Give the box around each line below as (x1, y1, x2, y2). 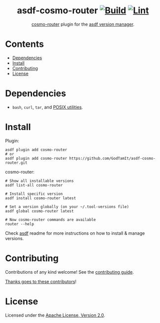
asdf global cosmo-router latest (5, 209, 74, 214)
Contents (5, 38, 44, 50)
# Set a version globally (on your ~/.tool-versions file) (5, 204, 129, 209)
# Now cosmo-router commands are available (5, 217, 96, 222)
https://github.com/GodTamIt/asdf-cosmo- (69, 156, 156, 161)
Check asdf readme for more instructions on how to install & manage (5, 230, 145, 236)
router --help (5, 221, 35, 226)
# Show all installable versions (5, 178, 74, 183)
